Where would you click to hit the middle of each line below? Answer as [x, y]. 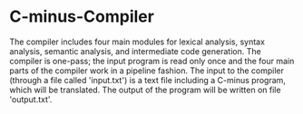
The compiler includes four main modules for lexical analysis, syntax [137, 42]
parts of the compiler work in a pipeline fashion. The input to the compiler [147, 71]
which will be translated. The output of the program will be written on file [145, 90]
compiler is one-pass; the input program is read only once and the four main [152, 61]
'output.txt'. [31, 99]
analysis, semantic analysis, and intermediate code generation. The [135, 51]
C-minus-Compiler [82, 17]
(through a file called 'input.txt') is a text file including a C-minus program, [147, 80]
